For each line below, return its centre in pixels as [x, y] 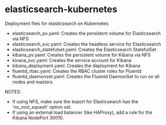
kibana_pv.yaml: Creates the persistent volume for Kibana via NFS [81, 55]
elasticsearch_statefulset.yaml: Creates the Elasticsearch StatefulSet [84, 49]
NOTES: [13, 91]
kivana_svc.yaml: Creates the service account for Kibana [72, 60]
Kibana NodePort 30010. [38, 117]
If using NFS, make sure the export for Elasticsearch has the [75, 101]
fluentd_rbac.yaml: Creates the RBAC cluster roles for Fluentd [77, 71]
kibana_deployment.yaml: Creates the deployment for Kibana [76, 66]
